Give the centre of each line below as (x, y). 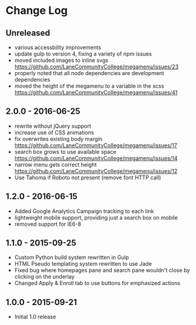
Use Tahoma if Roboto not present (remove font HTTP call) (88, 177)
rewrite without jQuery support (53, 126)
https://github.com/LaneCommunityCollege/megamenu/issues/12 (96, 171)
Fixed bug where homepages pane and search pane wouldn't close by (102, 271)
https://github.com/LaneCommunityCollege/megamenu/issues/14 (96, 158)
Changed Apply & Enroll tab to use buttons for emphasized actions (97, 283)
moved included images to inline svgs (61, 60)
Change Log (37, 11)
